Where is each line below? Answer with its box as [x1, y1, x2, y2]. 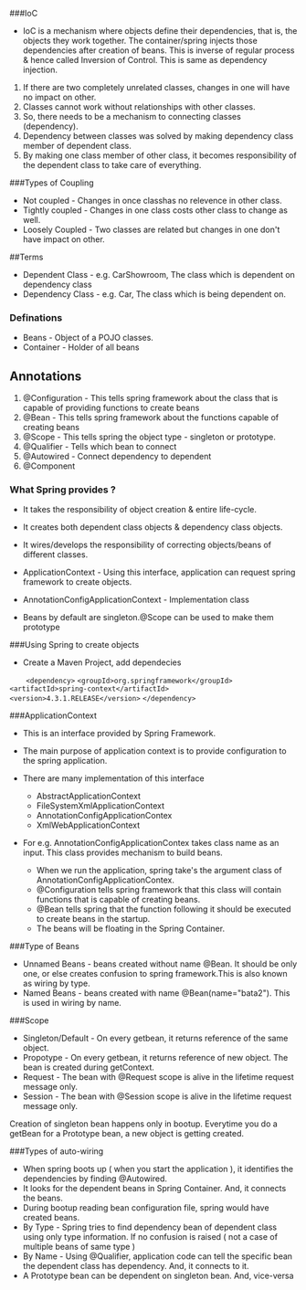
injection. [22, 64, 58, 75]
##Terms [9, 251, 44, 262]
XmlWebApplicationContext [36, 819, 141, 830]
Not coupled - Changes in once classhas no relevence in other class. [22, 196, 283, 206]
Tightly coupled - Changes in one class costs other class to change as [22, 205, 288, 216]
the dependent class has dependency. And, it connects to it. [22, 1261, 249, 1272]
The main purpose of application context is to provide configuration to [22, 745, 287, 756]
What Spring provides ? [9, 483, 116, 496]
